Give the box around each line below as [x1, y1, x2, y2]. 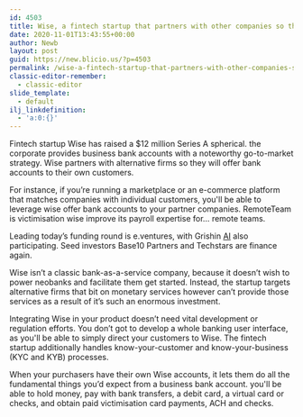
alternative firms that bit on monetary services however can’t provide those [9, 286, 289, 297]
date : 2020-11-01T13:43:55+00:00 [9, 30, 135, 39]
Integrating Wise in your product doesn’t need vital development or [9, 313, 259, 324]
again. [9, 249, 33, 261]
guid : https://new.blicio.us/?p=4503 [9, 55, 151, 64]
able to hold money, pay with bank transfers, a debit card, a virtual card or [9, 388, 284, 399]
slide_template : [9, 88, 70, 97]
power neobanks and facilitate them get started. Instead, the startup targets [9, 276, 291, 288]
